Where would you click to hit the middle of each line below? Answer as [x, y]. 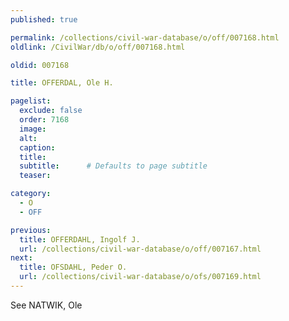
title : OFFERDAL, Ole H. [62, 83]
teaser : [35, 176]
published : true [44, 19]
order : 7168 [44, 120]
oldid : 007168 [40, 65]
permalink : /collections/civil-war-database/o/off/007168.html [145, 37]
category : [31, 194]
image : [33, 129]
